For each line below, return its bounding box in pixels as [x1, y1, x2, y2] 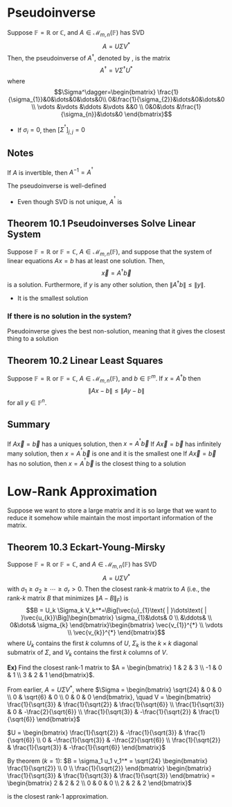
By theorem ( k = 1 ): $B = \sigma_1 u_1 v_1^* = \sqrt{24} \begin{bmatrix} [7, 756, 208, 765]
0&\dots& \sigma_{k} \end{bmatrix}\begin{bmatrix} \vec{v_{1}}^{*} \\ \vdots [10, 621, 223, 629]
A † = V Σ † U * [100, 65, 133, 74]
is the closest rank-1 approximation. [7, 792, 109, 800]
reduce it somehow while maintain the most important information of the [7, 514, 213, 522]
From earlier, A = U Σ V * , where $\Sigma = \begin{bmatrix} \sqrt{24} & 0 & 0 [7, 684, 222, 694]
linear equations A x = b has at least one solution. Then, [7, 256, 165, 265]
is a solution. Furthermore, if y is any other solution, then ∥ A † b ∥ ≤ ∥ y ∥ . [7, 279, 206, 289]
